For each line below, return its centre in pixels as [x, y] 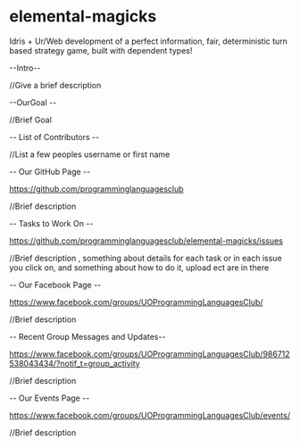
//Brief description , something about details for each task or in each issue [146, 258]
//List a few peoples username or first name [90, 154]
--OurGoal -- [33, 102]
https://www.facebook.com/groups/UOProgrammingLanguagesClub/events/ [150, 415]
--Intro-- [25, 68]
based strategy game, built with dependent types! [101, 50]
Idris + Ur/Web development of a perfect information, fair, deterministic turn [149, 41]
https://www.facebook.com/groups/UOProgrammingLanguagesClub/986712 [150, 353]
